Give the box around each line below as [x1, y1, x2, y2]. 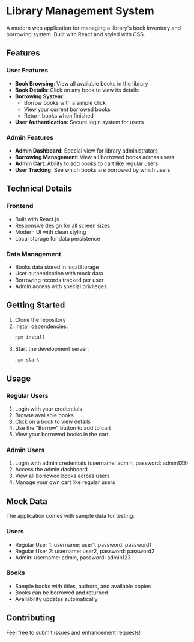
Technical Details [6, 184, 73, 194]
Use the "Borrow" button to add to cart [14, 424, 111, 432]
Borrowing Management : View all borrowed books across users [14, 153, 175, 160]
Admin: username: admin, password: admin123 [14, 553, 131, 561]
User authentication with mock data [14, 269, 103, 277]
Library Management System [6, 4, 154, 18]
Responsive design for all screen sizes [14, 222, 110, 229]
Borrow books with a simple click [23, 99, 106, 106]
